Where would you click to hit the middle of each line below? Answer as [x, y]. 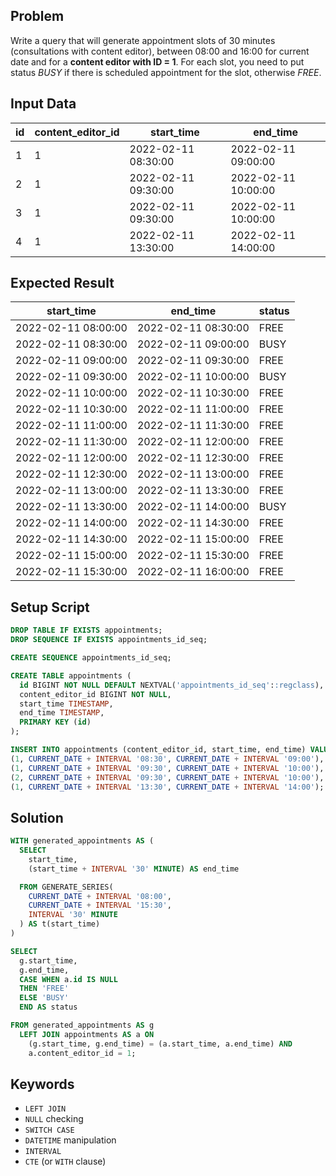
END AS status [48, 1007]
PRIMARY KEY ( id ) [55, 722]
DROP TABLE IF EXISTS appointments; [86, 630]
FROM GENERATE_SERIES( [66, 887]
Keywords [42, 1084]
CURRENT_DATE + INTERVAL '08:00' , [100, 896]
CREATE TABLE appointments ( [71, 675]
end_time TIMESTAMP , [62, 713]
